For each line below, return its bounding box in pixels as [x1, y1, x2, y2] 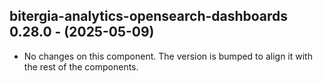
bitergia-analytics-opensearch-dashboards [9, 8, 289, 25]
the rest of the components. [23, 60, 139, 73]
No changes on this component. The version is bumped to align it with [23, 50, 313, 62]
